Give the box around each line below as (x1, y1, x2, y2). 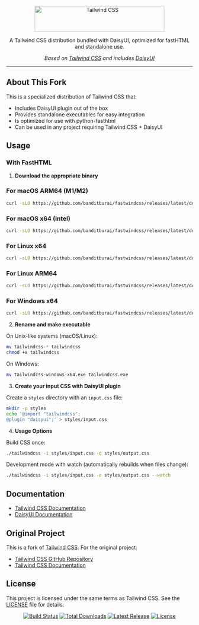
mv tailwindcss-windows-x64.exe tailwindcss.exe (6, 372, 129, 378)
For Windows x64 (6, 297, 58, 305)
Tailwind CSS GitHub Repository (14, 555, 94, 562)
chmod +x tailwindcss (6, 350, 60, 356)
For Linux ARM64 (6, 269, 57, 277)
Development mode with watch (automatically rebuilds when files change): (6, 461, 188, 468)
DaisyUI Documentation (14, 511, 73, 518)
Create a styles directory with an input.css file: (6, 394, 123, 401)
